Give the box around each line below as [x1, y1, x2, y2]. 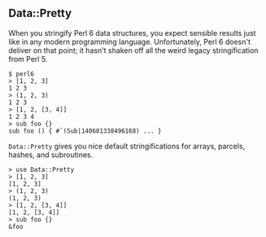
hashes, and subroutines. [8, 150, 94, 160]
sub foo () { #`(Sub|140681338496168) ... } [8, 126, 162, 135]
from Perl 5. [8, 54, 48, 64]
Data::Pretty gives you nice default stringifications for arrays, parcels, [8, 141, 246, 151]
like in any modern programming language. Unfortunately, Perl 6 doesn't [8, 37, 251, 46]
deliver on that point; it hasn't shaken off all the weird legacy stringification [8, 45, 259, 55]
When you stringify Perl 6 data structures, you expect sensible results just [8, 28, 256, 37]
